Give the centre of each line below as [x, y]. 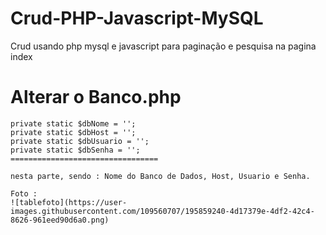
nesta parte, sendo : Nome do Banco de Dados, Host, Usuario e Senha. [160, 176]
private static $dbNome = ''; [73, 123]
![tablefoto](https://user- [69, 202]
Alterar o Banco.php [96, 97]
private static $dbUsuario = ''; [80, 141]
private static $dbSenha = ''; [75, 150]
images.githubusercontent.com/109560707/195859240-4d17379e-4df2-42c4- [162, 211]
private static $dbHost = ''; [73, 132]
